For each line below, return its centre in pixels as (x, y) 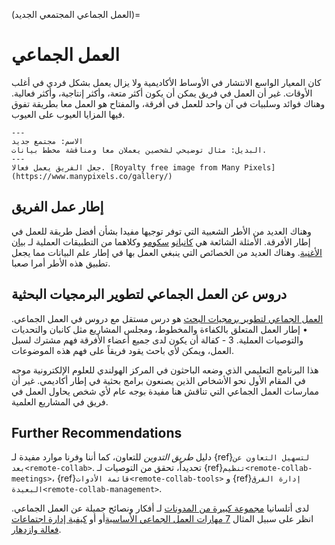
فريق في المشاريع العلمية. (60, 401)
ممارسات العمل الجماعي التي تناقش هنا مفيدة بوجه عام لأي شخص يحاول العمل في (165, 391)
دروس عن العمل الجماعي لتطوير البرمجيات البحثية (149, 294)
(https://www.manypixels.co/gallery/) (92, 176)
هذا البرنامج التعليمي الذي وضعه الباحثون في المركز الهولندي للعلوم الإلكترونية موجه (165, 370)
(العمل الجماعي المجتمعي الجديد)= (76, 14)
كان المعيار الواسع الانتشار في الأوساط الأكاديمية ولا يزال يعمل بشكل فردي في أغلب (166, 82)
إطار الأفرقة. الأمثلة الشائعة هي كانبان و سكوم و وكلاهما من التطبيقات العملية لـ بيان (161, 241)
